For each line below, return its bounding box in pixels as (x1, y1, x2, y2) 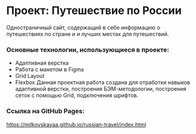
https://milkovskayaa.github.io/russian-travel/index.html (6, 121, 147, 128)
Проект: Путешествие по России (6, 4, 182, 18)
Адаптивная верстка (15, 59, 69, 67)
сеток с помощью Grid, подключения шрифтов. (15, 92, 139, 99)
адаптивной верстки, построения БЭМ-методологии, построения (15, 85, 187, 93)
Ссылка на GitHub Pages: (6, 107, 85, 116)
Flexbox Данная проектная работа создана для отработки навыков (15, 79, 191, 86)
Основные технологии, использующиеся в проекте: (6, 45, 169, 54)
